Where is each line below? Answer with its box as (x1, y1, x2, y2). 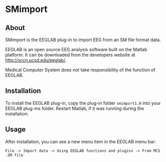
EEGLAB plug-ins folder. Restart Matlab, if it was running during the (5, 105, 144, 111)
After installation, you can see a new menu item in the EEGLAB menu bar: (5, 138, 156, 144)
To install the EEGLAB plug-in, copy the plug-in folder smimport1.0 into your (5, 100, 161, 106)
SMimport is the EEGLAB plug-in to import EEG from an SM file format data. (5, 37, 161, 43)
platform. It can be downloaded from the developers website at (5, 52, 135, 58)
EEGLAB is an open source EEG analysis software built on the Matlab (5, 47, 147, 52)
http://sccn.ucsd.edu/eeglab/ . (5, 57, 67, 63)
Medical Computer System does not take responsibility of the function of (5, 67, 155, 73)
